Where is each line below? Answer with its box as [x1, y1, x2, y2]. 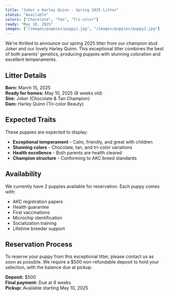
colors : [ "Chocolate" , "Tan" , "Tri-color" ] [5, 17, 99, 22]
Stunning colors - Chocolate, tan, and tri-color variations [12, 144, 133, 150]
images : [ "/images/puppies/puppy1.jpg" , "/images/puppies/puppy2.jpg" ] [5, 26, 160, 31]
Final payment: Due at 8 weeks [5, 280, 71, 286]
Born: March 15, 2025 [5, 84, 51, 90]
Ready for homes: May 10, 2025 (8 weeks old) [5, 90, 103, 96]
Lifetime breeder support [12, 225, 65, 232]
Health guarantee [12, 204, 49, 210]
